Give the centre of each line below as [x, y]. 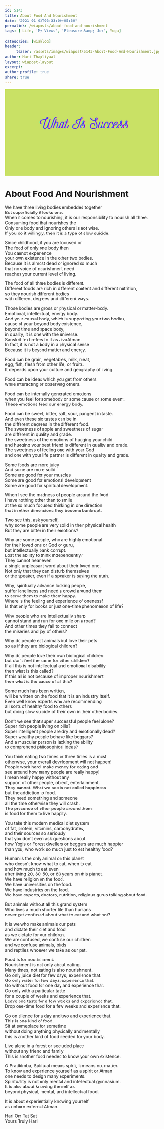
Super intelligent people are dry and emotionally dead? [60, 732]
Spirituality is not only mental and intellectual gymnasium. [63, 1082]
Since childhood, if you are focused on [44, 243]
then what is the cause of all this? [39, 682]
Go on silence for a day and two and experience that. [58, 1016]
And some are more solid [30, 470]
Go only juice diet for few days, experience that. [53, 975]
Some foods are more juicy [32, 465]
